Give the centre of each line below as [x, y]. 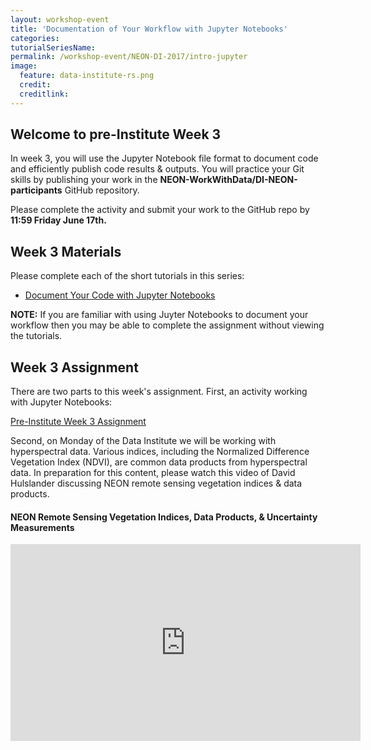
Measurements [42, 527]
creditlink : [44, 94]
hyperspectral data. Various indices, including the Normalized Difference [160, 452]
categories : [35, 38]
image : [24, 66]
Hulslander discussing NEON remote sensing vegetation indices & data [156, 483]
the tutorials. [36, 336]
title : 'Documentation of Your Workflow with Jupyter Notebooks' [149, 29]
